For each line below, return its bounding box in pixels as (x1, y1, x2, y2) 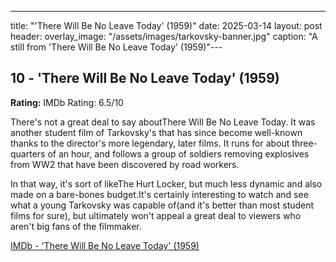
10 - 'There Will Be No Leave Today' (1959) (10, 70, 280, 87)
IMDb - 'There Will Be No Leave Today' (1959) (10, 239, 200, 251)
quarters (10, 147, 46, 160)
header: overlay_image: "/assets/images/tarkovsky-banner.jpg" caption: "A (10, 31, 318, 42)
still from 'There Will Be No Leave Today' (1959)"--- (10, 41, 223, 53)
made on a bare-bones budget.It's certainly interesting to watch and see (10, 188, 309, 200)
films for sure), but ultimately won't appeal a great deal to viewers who (10, 209, 302, 221)
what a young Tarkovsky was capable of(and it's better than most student (10, 199, 315, 211)
